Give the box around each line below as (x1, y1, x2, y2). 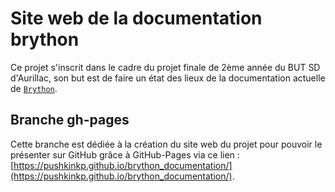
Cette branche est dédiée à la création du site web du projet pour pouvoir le (10, 138, 323, 150)
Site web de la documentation (10, 7, 263, 30)
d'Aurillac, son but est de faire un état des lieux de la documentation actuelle (10, 72, 326, 84)
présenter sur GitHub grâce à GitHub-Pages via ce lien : (10, 148, 240, 161)
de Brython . (10, 82, 58, 94)
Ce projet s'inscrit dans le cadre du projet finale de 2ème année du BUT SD (10, 61, 321, 73)
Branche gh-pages (10, 112, 130, 129)
